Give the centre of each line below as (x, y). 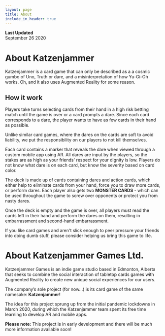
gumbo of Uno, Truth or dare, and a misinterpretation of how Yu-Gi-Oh (77, 77)
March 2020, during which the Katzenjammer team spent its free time (76, 309)
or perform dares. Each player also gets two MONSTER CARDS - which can (82, 191)
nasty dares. (18, 201)
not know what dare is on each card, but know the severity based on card (80, 165)
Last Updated (19, 33)
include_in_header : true (31, 19)
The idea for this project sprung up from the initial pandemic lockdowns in (80, 304)
